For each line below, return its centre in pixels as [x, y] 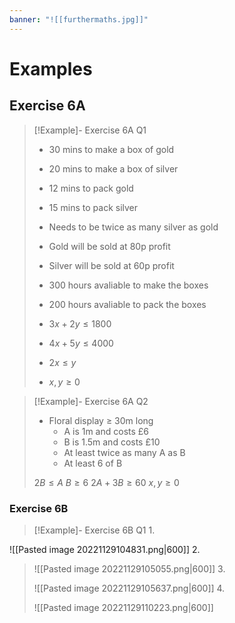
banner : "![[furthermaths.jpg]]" [79, 19]
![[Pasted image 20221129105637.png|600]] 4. [129, 588]
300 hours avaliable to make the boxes [128, 285]
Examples [51, 68]
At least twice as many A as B [124, 452]
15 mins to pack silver [93, 207]
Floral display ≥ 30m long [101, 420]
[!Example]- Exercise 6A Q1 [90, 130]
